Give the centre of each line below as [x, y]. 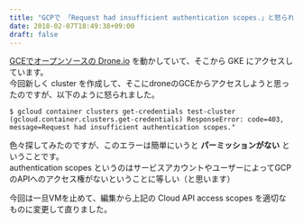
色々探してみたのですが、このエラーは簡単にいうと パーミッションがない [145, 146]
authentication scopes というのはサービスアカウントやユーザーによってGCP [151, 168]
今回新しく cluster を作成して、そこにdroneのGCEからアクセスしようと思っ [150, 84]
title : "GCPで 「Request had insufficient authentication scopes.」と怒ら [149, 18]
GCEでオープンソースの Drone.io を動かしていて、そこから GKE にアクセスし [151, 61]
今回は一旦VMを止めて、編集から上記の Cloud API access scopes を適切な [148, 198]
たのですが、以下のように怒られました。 [84, 94]
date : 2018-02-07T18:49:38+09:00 [72, 26]
